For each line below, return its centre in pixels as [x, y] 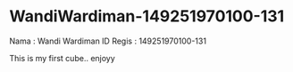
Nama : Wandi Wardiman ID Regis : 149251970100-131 [108, 41]
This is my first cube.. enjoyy [63, 58]
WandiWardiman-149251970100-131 [147, 16]
